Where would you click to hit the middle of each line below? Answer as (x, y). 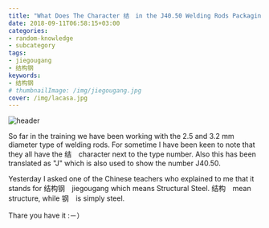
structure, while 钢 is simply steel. (67, 198)
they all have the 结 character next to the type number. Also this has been (132, 154)
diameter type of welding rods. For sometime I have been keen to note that (132, 145)
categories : (28, 31)
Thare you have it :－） (46, 216)
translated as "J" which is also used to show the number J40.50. (114, 163)
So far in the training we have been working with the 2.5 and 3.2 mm (121, 136)
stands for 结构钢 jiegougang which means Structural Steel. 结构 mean (130, 189)
